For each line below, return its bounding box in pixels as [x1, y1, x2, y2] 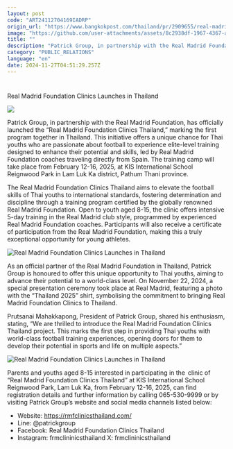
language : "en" [7, 56, 51, 62]
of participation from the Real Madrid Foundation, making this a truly [7, 227, 202, 236]
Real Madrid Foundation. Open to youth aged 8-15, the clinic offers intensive [7, 205, 225, 214]
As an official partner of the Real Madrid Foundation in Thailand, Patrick [7, 262, 212, 270]
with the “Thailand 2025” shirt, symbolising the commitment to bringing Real [7, 291, 225, 299]
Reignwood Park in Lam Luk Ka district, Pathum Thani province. [7, 169, 189, 178]
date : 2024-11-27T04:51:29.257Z [7, 62, 101, 69]
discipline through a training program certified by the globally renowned [7, 198, 213, 206]
